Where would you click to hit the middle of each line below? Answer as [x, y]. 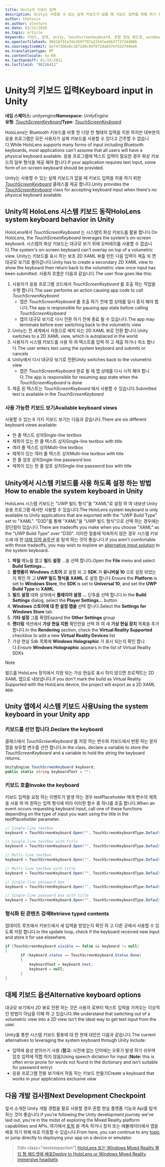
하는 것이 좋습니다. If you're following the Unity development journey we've [79, 1115]
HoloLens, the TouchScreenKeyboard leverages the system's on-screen [78, 238]
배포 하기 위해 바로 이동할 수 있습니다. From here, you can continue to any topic [82, 1132]
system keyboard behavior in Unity [60, 220]
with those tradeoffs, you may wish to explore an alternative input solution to [82, 545]
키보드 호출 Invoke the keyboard [42, 785]
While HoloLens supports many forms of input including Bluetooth [77, 145]
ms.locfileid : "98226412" [31, 65]
